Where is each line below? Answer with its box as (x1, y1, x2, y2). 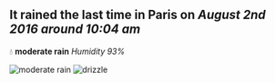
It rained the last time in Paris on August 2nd (9, 7, 266, 23)
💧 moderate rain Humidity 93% (9, 46, 126, 57)
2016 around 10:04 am (9, 22, 141, 37)
